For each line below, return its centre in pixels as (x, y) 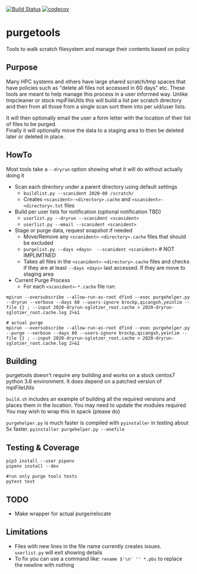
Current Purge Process (42, 280)
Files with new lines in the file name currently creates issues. (88, 546)
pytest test (21, 482)
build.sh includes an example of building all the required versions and (91, 399)
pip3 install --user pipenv (40, 461)
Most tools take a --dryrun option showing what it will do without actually (94, 169)
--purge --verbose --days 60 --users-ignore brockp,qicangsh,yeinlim (93, 333)
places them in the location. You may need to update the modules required (96, 405)
